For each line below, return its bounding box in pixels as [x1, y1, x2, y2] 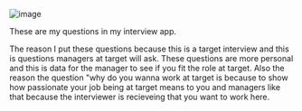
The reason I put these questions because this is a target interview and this [9, 43, 289, 54]
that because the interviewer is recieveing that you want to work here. [9, 91, 270, 102]
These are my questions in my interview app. [9, 26, 177, 36]
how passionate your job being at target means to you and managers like [9, 82, 281, 92]
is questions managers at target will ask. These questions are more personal [9, 53, 294, 63]
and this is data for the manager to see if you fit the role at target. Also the [9, 63, 285, 73]
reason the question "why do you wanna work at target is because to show [9, 72, 288, 83]
